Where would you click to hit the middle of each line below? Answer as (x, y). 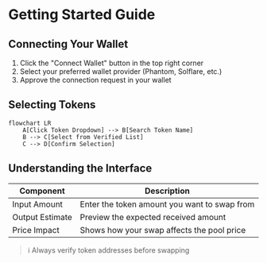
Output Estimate (43, 217)
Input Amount (38, 204)
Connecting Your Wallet (68, 44)
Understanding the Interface (80, 168)
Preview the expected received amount (153, 217)
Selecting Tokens (52, 105)
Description (167, 191)
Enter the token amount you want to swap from (167, 204)
